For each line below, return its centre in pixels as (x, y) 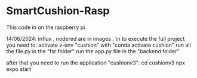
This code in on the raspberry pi (46, 27)
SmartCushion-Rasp (58, 11)
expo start (19, 69)
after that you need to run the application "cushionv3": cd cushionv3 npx (96, 63)
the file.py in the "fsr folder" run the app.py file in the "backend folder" (93, 51)
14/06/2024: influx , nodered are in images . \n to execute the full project (96, 38)
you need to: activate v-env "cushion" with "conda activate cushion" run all (98, 45)
